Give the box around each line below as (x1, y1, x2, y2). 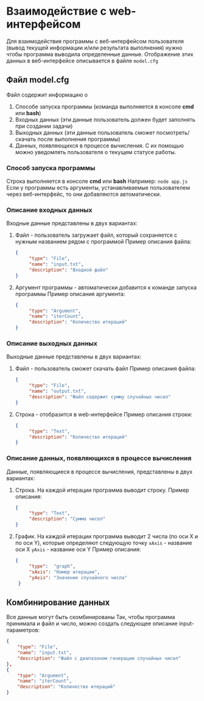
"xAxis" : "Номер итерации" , (29, 569, 100, 575)
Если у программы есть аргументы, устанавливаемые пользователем (6, 184, 191, 191)
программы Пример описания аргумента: (15, 290, 125, 297)
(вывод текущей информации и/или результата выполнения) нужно (6, 44, 183, 51)
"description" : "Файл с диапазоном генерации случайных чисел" (17, 655, 181, 661)
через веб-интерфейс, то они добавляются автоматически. (6, 191, 161, 198)
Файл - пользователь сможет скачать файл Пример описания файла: (15, 365, 196, 373)
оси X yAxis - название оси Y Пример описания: (15, 546, 141, 553)
